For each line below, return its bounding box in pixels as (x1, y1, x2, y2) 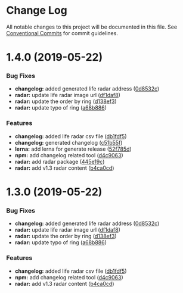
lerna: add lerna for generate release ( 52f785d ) (14, 145, 132, 152)
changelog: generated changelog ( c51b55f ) (14, 139, 123, 146)
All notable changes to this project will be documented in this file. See (6, 23, 178, 30)
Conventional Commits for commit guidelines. (6, 29, 118, 36)
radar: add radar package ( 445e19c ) (14, 158, 105, 165)
